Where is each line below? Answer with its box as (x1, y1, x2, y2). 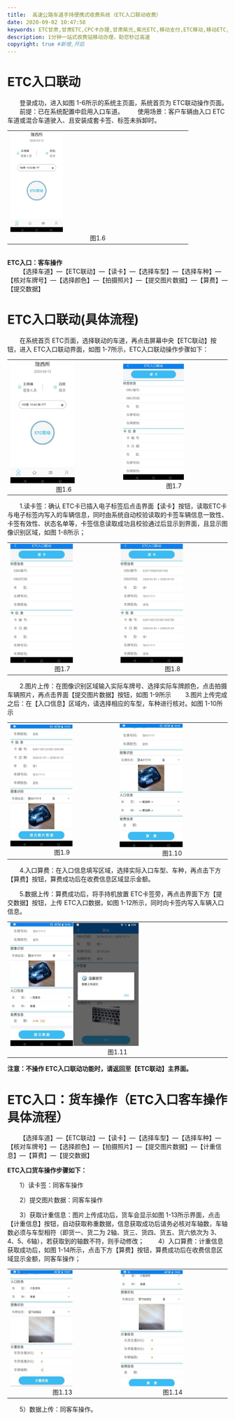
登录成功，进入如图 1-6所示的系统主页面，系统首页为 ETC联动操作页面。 (20, 99, 228, 107)
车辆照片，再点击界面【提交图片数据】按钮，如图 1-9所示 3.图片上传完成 (7, 690, 228, 698)
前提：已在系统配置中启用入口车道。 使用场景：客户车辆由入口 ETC (20, 107, 225, 116)
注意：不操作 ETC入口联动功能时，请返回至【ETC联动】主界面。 (7, 1065, 192, 1073)
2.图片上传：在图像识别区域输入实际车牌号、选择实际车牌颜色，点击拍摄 (20, 682, 227, 690)
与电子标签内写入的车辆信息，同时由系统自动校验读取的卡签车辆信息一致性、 (7, 511, 228, 519)
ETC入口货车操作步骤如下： (7, 1166, 87, 1175)
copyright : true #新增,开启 (7, 41, 85, 48)
